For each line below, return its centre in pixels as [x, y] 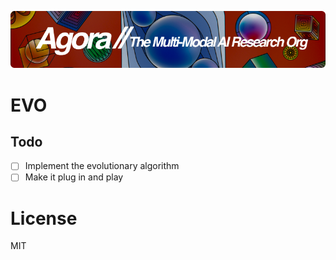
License [44, 218]
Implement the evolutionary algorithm [102, 166]
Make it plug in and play [74, 177]
